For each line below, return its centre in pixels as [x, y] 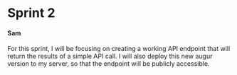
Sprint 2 [31, 13]
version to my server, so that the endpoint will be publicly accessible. [109, 64]
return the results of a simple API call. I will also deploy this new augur [110, 56]
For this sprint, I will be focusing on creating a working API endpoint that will [119, 49]
